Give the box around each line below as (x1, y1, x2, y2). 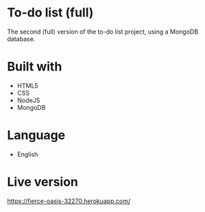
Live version (7, 174, 79, 189)
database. (7, 34, 36, 43)
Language (7, 128, 66, 143)
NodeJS (16, 96, 40, 104)
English (16, 150, 38, 158)
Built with (7, 59, 62, 75)
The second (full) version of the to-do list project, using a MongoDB (7, 27, 199, 36)
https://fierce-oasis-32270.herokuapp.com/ (7, 197, 131, 205)
